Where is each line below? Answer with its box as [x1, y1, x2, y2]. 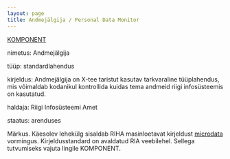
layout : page [7, 10, 45, 17]
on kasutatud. [7, 90, 46, 98]
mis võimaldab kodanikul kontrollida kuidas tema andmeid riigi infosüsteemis [7, 82, 224, 90]
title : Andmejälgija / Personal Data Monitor [7, 16, 139, 23]
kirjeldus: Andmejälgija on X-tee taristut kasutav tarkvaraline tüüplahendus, [7, 75, 220, 83]
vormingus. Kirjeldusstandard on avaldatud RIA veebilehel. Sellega [7, 136, 195, 145]
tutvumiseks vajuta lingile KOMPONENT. [7, 144, 122, 152]
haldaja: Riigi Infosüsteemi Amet [7, 103, 98, 111]
